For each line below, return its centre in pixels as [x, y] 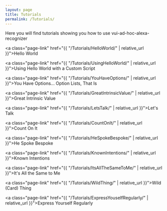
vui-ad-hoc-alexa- [130, 33]
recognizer [16, 38]
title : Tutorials [23, 14]
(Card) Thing [18, 188]
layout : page [19, 10]
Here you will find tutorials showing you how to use [58, 33]
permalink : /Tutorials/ [30, 19]
